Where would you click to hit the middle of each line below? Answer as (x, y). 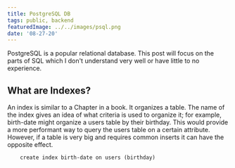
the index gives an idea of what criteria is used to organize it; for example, (114, 115)
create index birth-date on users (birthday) (88, 158)
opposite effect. (30, 145)
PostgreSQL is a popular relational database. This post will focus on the (111, 53)
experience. (25, 68)
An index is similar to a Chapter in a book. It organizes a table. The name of (116, 108)
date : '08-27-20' (33, 33)
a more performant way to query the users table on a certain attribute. (109, 130)
